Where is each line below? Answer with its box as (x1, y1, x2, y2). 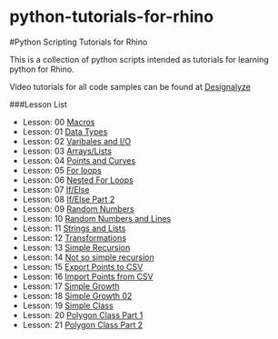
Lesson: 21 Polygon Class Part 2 (22, 319, 144, 330)
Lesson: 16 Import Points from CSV (22, 271, 154, 282)
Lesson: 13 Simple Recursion (22, 242, 131, 253)
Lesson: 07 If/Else (22, 184, 90, 194)
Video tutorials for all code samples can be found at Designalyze (9, 81, 252, 92)
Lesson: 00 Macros (22, 116, 95, 127)
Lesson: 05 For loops (22, 165, 102, 175)
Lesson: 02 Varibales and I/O (22, 135, 132, 146)
